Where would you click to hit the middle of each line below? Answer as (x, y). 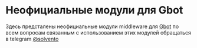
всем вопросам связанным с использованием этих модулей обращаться (98, 32)
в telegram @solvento (32, 39)
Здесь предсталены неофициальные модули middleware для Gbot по (92, 26)
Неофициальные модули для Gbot (94, 10)
